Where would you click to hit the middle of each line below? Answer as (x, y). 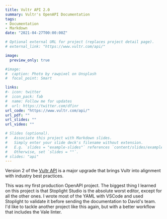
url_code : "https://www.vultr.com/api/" (48, 110)
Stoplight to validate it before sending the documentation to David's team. (81, 202)
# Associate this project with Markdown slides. (59, 138)
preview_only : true (30, 60)
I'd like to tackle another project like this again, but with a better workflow (80, 207)
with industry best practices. (34, 176)
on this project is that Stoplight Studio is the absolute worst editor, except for (83, 191)
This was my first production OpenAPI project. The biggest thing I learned (81, 186)
